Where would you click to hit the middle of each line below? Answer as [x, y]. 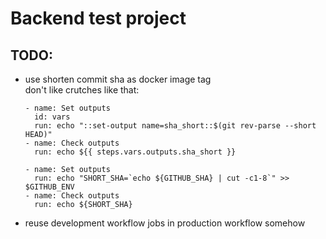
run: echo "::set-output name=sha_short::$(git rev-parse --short [175, 126]
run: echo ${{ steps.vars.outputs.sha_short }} [135, 152]
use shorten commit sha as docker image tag [118, 79]
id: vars [52, 117]
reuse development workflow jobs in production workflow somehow [165, 223]
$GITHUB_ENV [49, 187]
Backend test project [98, 18]
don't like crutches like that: [82, 90]
